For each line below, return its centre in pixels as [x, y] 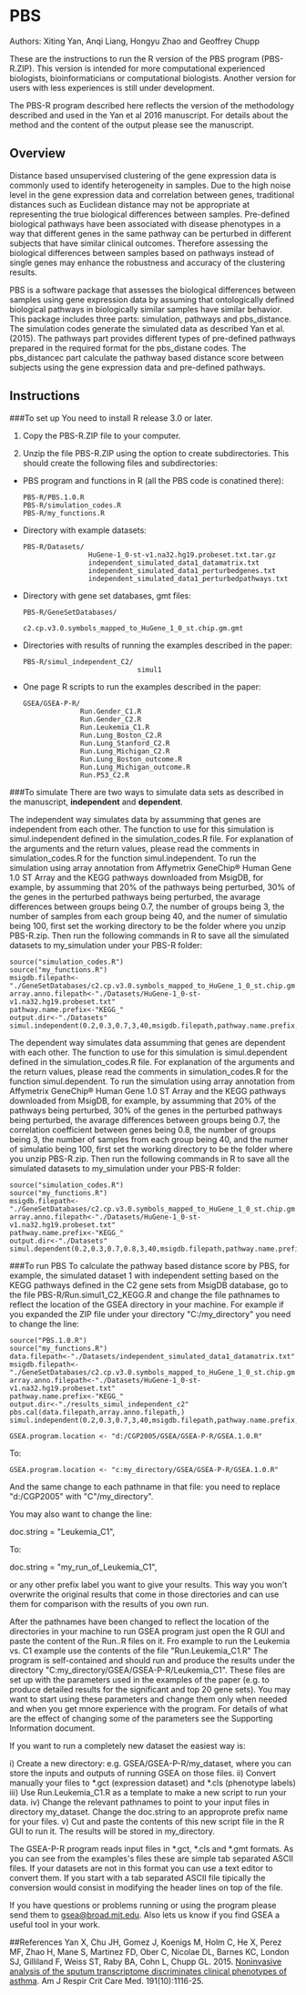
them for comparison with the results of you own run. [109, 1603]
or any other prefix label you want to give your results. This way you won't [148, 1584]
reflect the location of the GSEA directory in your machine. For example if [147, 1304]
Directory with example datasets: [85, 530]
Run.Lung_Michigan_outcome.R [136, 767]
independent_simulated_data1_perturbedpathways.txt [188, 578]
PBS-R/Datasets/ [53, 547]
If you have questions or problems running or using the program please [143, 1905]
